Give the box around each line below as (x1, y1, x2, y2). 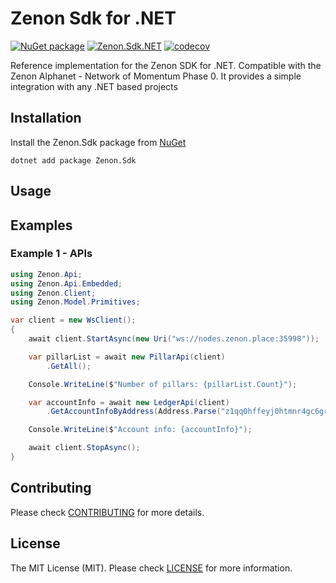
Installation (10, 110, 82, 127)
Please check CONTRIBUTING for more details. (10, 506, 205, 518)
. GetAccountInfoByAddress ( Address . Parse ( (46, 407, 222, 417)
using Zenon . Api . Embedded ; (10, 278, 123, 289)
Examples (10, 217, 73, 234)
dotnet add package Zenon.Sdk (10, 155, 137, 166)
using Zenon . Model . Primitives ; (10, 297, 141, 307)
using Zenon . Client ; (10, 288, 97, 298)
